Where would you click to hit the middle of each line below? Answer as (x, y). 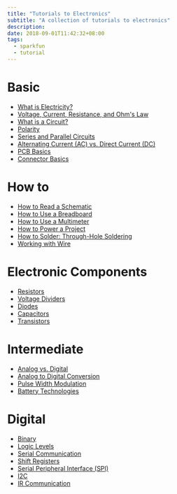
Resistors (31, 291)
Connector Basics (43, 159)
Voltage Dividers (41, 299)
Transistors (34, 321)
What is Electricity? (45, 106)
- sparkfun (29, 46)
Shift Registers (38, 461)
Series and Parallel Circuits (56, 136)
